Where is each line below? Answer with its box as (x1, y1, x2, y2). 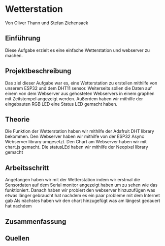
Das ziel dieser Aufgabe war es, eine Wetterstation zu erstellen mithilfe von (5, 80, 158, 86)
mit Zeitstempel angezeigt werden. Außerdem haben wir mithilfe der (5, 95, 143, 102)
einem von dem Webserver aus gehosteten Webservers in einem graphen (5, 90, 155, 96)
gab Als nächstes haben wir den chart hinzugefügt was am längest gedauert (5, 198, 161, 204)
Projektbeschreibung (5, 67, 71, 75)
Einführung (5, 34, 40, 42)
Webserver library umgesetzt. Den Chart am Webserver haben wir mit (5, 139, 147, 145)
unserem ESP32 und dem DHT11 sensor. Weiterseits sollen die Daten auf (5, 85, 152, 91)
